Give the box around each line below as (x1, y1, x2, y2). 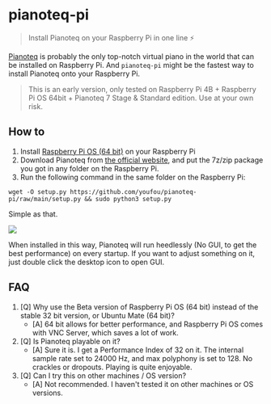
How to (8, 125, 45, 139)
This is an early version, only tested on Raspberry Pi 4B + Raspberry (28, 84, 256, 94)
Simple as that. (8, 208, 58, 219)
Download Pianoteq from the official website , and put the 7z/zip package (19, 155, 264, 165)
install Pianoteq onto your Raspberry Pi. (8, 69, 140, 78)
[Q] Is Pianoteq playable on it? (19, 336, 121, 346)
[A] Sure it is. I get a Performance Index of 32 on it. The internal (32, 345, 244, 355)
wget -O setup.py (8, 187, 67, 196)
